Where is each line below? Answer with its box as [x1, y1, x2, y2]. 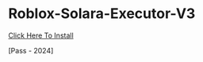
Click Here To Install [8, 31, 74, 40]
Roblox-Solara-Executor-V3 [8, 5, 196, 23]
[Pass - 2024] [8, 46, 54, 55]
